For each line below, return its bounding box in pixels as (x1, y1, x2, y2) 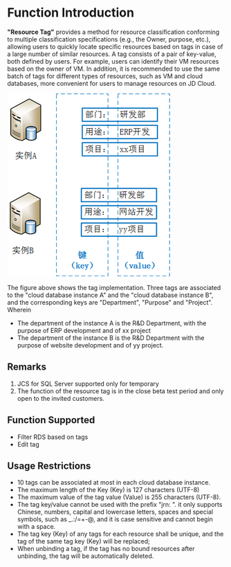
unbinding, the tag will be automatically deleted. (17, 552, 154, 560)
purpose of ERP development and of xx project (17, 326, 151, 334)
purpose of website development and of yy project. (17, 341, 164, 349)
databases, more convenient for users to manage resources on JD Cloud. (7, 79, 216, 87)
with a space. (17, 523, 56, 531)
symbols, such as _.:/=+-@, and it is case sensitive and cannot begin (17, 515, 213, 523)
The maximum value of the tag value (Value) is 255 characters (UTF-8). (17, 493, 221, 501)
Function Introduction (7, 5, 135, 21)
